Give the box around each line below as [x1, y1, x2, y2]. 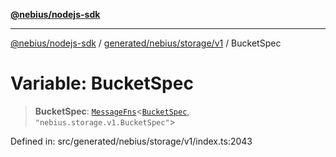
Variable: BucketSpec [10, 72, 194, 95]
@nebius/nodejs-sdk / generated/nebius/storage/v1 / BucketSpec [10, 37, 282, 49]
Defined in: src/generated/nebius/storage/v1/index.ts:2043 [10, 135, 253, 147]
